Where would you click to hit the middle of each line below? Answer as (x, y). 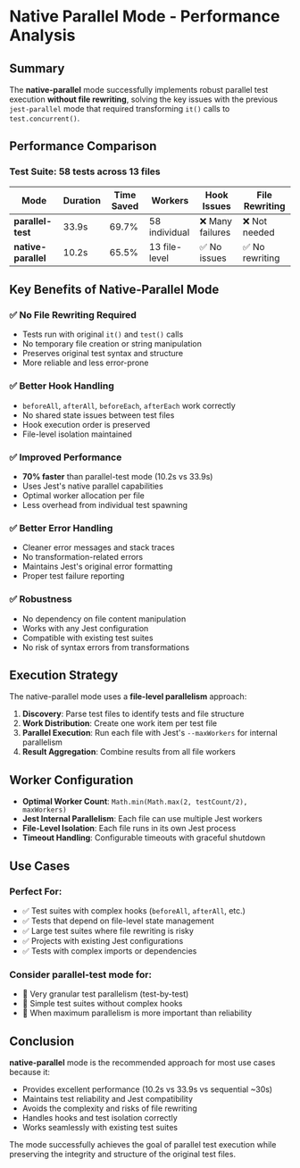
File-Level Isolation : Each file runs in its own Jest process (129, 829)
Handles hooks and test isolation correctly (100, 1117)
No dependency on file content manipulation (104, 619)
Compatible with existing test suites (87, 638)
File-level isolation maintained (77, 434)
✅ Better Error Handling (61, 528)
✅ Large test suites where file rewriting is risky (108, 930)
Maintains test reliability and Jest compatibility (108, 1098)
